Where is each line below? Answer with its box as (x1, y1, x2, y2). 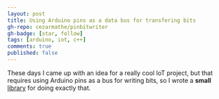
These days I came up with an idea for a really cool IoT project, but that (7, 68, 213, 77)
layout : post (7, 10, 46, 18)
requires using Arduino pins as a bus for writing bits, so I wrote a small (7, 76, 212, 84)
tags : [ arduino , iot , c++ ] (7, 37, 86, 44)
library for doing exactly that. (7, 84, 91, 92)
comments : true (7, 43, 52, 50)
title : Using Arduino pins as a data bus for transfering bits (7, 17, 197, 24)
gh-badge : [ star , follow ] (7, 29, 83, 37)
